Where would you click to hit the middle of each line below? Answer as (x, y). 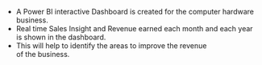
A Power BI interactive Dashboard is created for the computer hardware (135, 12)
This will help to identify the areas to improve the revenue (111, 46)
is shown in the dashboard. (61, 37)
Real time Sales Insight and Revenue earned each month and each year (134, 28)
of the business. (43, 54)
